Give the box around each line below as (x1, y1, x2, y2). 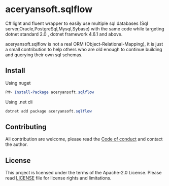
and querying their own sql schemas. (5, 52, 83, 58)
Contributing (5, 123, 47, 131)
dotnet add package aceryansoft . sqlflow (5, 108, 92, 114)
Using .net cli (5, 99, 33, 105)
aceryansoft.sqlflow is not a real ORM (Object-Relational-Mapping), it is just (5, 41, 163, 47)
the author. (5, 141, 28, 147)
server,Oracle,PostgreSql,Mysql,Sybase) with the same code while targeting (5, 25, 164, 31)
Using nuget (5, 80, 31, 86)
